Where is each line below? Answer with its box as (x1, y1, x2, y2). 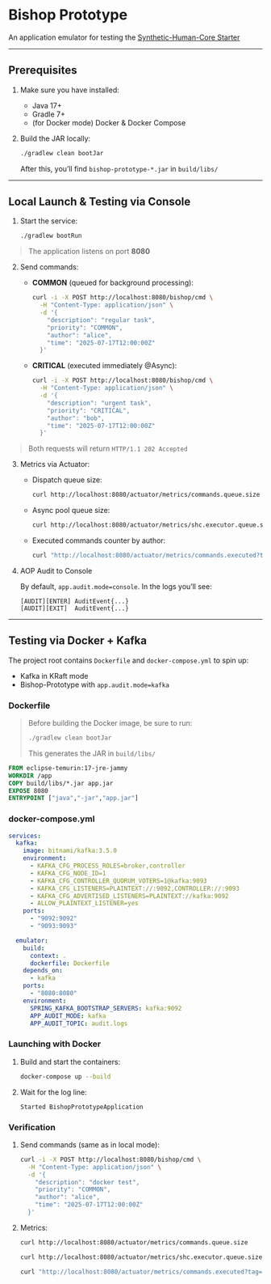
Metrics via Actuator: (19, 460, 90, 469)
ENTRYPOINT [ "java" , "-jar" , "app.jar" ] (8, 795, 139, 803)
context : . (29, 951, 67, 960)
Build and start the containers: (19, 1057, 121, 1066)
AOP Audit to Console (19, 566, 93, 575)
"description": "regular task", (47, 316, 156, 324)
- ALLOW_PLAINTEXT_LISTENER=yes (29, 900, 139, 908)
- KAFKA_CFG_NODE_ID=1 (29, 869, 106, 877)
